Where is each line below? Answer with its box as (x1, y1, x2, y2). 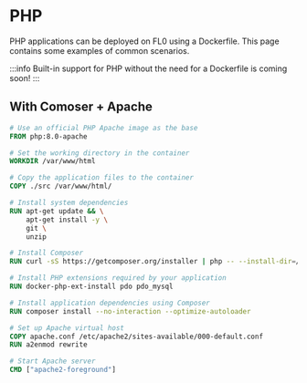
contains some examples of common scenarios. (9, 45, 190, 56)
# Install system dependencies (9, 198, 129, 207)
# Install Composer (9, 248, 84, 258)
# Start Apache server (9, 357, 96, 366)
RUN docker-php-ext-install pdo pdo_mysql (9, 282, 174, 291)
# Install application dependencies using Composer (9, 298, 210, 307)
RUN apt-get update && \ (9, 206, 104, 215)
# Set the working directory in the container (9, 148, 190, 158)
